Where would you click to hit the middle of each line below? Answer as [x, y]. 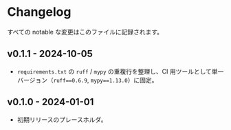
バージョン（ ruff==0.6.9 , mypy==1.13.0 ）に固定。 [87, 80]
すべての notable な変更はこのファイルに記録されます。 [85, 32]
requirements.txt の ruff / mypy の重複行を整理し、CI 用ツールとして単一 [120, 71]
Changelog [39, 12]
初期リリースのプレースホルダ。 [62, 119]
